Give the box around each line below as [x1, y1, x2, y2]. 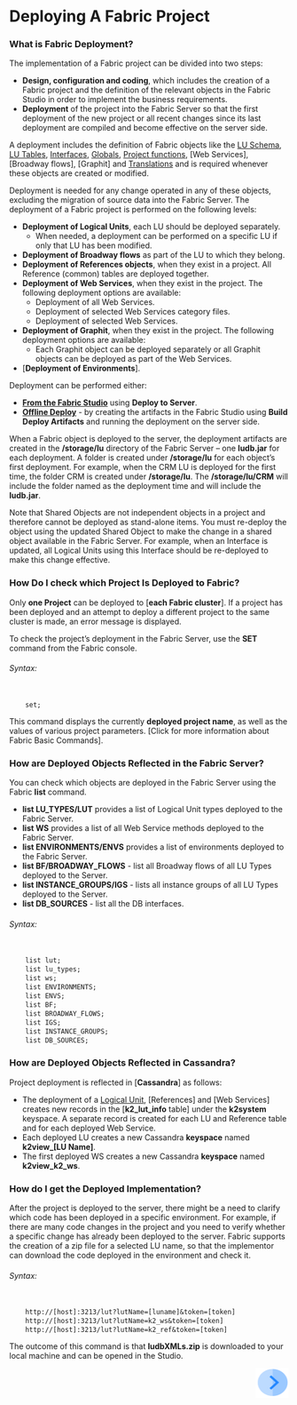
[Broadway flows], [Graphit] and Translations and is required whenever [9, 158, 269, 170]
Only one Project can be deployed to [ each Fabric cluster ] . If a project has [9, 597, 284, 608]
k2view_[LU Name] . [21, 1141, 96, 1152]
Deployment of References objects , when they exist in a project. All [21, 259, 272, 270]
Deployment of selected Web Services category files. [35, 307, 231, 317]
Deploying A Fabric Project [9, 6, 210, 27]
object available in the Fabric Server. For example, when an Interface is [9, 536, 269, 547]
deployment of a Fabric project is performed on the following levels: [9, 204, 257, 215]
